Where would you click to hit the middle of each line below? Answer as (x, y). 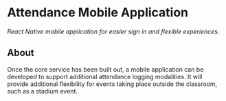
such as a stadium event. (42, 91)
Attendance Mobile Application (98, 13)
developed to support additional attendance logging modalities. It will (105, 76)
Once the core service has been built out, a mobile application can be (105, 69)
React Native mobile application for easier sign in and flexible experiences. (113, 31)
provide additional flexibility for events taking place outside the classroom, (112, 84)
